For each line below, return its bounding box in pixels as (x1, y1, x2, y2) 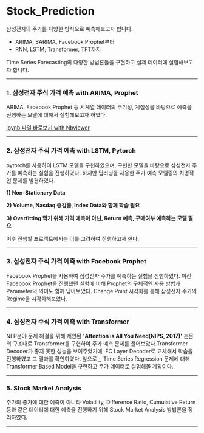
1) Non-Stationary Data (6, 189, 66, 196)
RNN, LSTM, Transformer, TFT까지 (15, 46, 101, 53)
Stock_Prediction (6, 4, 95, 18)
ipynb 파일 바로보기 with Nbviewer (6, 124, 90, 131)
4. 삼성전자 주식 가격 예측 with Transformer (6, 317, 129, 326)
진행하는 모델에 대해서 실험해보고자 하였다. (6, 111, 107, 119)
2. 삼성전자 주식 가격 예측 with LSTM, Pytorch (6, 147, 137, 155)
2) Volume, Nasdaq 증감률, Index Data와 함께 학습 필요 (6, 201, 140, 209)
